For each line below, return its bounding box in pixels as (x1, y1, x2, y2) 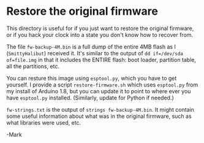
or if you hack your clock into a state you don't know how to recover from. (6, 31, 194, 38)
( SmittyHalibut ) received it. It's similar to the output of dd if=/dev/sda (6, 49, 184, 56)
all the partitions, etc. (6, 63, 60, 70)
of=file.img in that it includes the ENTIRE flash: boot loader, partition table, (6, 56, 197, 63)
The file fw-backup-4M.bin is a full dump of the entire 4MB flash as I (6, 43, 176, 50)
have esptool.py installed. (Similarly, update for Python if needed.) (6, 94, 175, 101)
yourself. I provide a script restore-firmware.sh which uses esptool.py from (6, 81, 198, 88)
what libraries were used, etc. (6, 118, 81, 126)
